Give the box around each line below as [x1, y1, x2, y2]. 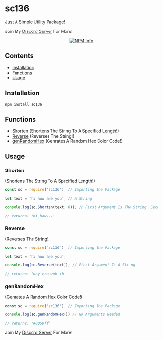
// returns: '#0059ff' [5, 321, 51, 326]
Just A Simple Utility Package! [5, 19, 65, 25]
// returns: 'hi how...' [5, 214, 55, 218]
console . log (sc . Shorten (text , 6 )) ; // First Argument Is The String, [5, 204, 149, 210]
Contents [5, 52, 34, 60]
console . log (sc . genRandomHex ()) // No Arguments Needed [5, 312, 120, 317]
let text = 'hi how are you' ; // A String [5, 196, 92, 201]
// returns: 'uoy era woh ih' [5, 272, 66, 277]
